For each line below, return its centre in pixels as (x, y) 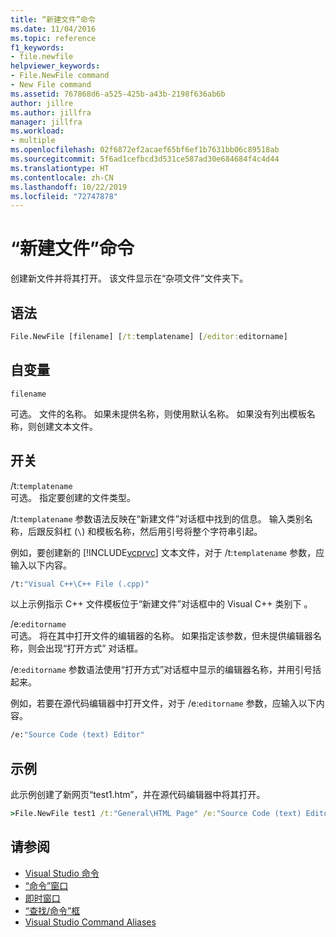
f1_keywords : (37, 47)
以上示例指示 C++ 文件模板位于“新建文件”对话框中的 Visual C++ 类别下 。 (161, 604)
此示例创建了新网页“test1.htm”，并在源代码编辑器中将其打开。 (138, 795)
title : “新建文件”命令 (53, 19)
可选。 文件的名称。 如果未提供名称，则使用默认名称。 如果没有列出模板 (158, 413)
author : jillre (42, 103)
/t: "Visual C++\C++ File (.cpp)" (80, 584)
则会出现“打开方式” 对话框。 (85, 648)
